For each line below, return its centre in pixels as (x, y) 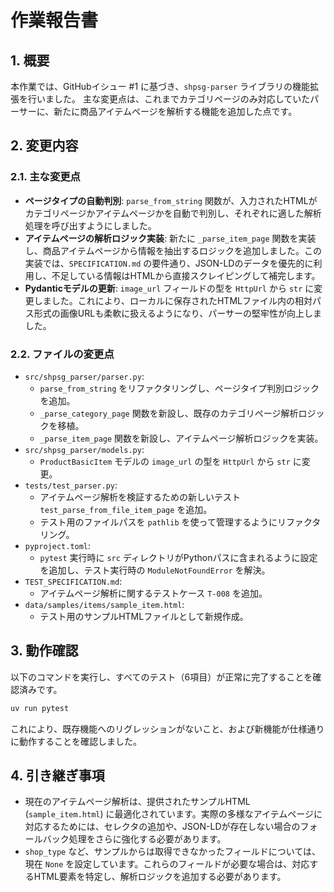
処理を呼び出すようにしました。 (90, 225)
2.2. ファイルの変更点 (62, 354)
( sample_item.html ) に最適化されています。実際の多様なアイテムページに (173, 814)
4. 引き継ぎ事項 (57, 776)
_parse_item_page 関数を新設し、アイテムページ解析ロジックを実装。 (181, 438)
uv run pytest (40, 708)
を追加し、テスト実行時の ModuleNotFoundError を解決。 (155, 570)
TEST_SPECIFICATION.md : (73, 581)
